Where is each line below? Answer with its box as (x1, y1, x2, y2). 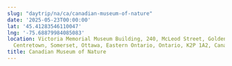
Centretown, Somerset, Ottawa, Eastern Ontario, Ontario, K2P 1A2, (13, 42, 212, 49)
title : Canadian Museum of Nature (7, 49, 107, 56)
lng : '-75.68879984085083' (7, 29, 85, 36)
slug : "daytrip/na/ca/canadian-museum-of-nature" (7, 10, 153, 17)
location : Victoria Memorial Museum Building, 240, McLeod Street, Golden (7, 36, 227, 43)
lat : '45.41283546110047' (7, 23, 81, 30)
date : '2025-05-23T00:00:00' (7, 16, 91, 23)
